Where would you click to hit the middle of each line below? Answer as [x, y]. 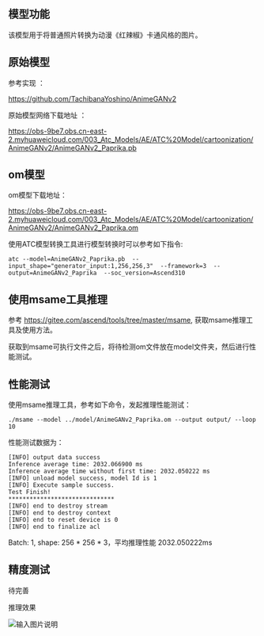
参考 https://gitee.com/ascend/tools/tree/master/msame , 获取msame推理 [127, 320]
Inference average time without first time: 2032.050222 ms [109, 471]
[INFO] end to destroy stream [58, 506]
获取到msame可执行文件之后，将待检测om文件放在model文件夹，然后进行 [129, 347]
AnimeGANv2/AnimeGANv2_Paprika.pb [72, 148]
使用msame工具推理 [58, 299]
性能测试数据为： [36, 443]
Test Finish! [30, 492]
